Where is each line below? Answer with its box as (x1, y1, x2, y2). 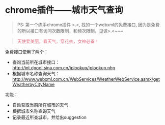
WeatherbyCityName (12, 81, 55, 87)
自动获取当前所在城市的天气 (12, 102, 69, 108)
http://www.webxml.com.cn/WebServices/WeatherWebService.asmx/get (12, 76, 160, 82)
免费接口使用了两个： (5, 49, 48, 55)
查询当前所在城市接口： (12, 59, 60, 65)
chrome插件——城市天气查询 (5, 4, 124, 16)
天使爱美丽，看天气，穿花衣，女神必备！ (17, 38, 99, 44)
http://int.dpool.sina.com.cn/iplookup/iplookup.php (12, 64, 115, 70)
